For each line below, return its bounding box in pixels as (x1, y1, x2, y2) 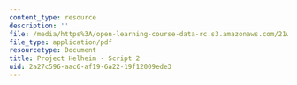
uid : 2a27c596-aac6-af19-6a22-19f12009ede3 (9, 63, 172, 72)
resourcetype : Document (9, 46, 97, 55)
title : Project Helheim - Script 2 (9, 54, 141, 63)
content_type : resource (9, 12, 97, 22)
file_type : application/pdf (9, 37, 113, 47)
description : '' (9, 21, 69, 30)
